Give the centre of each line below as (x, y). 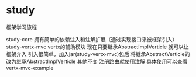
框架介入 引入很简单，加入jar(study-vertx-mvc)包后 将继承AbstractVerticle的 (98, 54)
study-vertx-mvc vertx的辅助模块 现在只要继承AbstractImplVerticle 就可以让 (97, 47)
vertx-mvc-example (30, 68)
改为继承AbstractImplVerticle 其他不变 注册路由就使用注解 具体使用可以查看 (97, 61)
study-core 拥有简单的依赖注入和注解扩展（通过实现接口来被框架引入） (92, 39)
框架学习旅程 (21, 27)
